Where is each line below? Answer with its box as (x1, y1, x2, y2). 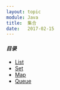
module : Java (6, 14, 39, 20)
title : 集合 (6, 20, 37, 26)
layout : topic (6, 8, 42, 15)
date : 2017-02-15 (6, 25, 55, 32)
